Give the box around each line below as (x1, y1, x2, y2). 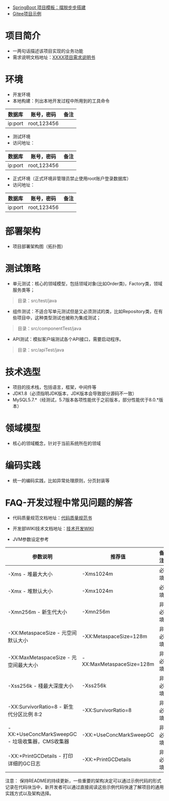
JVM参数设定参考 (12, 536, 49, 542)
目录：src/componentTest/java (17, 325, 81, 331)
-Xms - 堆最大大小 (8, 570, 53, 577)
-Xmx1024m (81, 587, 113, 594)
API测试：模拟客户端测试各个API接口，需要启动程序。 (12, 336, 124, 342)
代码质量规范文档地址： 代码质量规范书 (12, 515, 92, 521)
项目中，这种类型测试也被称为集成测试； (17, 315, 101, 321)
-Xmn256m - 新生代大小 (8, 608, 67, 615)
